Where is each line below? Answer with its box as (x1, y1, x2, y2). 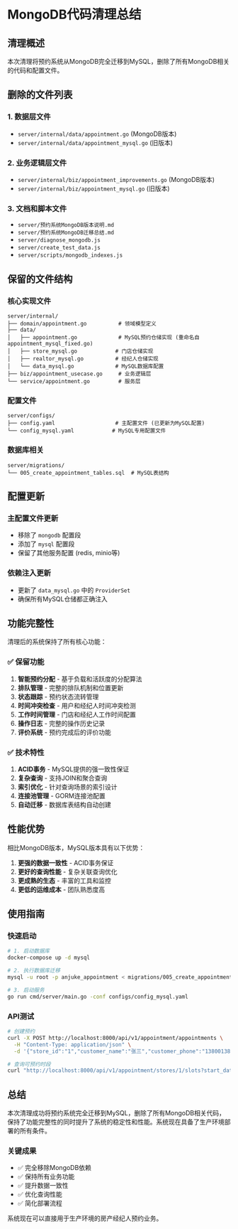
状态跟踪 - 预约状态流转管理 (17, 692, 99, 701)
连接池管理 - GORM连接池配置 (17, 791, 106, 800)
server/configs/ (7, 412, 55, 419)
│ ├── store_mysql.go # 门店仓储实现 (7, 348, 154, 355)
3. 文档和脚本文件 (7, 203, 67, 213)
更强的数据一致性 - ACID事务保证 (17, 858, 114, 867)
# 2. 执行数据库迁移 (7, 967, 61, 975)
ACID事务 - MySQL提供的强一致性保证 (17, 765, 130, 773)
